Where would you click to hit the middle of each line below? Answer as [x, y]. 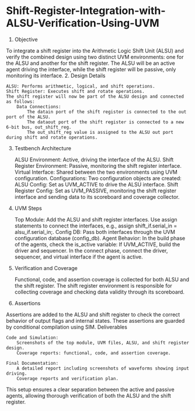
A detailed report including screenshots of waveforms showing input [103, 368]
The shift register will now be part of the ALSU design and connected [95, 96]
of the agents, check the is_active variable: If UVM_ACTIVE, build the [97, 244]
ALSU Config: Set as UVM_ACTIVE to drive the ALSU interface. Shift [96, 184]
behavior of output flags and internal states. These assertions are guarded [95, 320]
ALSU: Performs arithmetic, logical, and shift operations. [81, 86]
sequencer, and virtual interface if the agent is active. [79, 257]
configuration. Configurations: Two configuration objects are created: [98, 178]
